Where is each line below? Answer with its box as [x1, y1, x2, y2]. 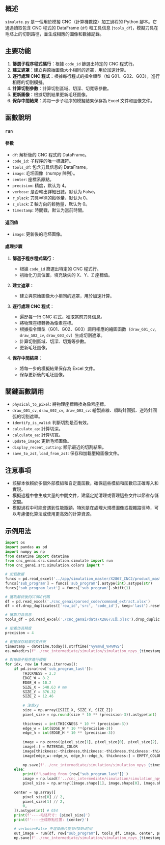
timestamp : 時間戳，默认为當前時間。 [12, 207, 87, 213]
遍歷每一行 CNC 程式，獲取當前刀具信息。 [19, 314, 105, 320]
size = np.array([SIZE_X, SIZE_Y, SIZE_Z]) [23, 708, 113, 713]
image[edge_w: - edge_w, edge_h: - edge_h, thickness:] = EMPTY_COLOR [23, 753, 162, 758]
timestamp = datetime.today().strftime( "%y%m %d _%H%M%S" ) [5, 644, 124, 649]
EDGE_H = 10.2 [23, 680, 52, 685]
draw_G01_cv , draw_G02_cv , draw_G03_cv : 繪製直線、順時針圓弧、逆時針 [12, 407, 153, 413]
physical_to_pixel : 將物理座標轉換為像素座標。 [12, 401, 109, 407]
